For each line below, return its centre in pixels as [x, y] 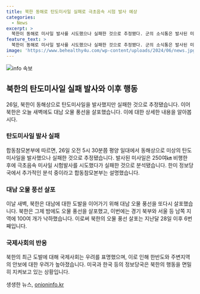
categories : [21, 17]
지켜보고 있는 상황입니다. [41, 272]
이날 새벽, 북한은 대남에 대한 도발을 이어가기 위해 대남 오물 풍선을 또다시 [89, 204]
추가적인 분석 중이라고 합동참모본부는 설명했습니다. [81, 172]
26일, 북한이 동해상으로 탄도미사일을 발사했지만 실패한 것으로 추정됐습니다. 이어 [98, 104]
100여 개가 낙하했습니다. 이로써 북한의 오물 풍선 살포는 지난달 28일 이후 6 [102, 219]
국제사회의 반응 [27, 243]
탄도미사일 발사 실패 [33, 136]
